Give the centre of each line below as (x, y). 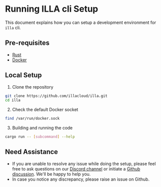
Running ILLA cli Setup (52, 9)
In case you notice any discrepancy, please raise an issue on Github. (81, 179)
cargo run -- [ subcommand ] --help (40, 137)
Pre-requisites (27, 43)
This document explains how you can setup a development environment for (81, 22)
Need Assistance (32, 152)
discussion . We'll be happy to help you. (51, 174)
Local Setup (24, 75)
